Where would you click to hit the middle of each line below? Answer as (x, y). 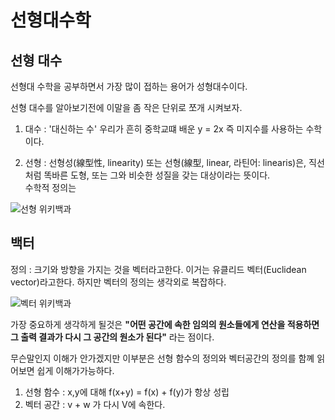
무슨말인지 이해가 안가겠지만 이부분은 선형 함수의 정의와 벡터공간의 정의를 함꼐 (162, 358)
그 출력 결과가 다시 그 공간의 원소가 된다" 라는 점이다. (112, 337)
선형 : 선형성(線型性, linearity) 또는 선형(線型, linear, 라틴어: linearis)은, (165, 162)
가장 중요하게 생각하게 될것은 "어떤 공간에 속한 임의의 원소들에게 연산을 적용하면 (165, 324)
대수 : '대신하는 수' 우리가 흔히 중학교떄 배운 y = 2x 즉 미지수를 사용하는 (164, 129)
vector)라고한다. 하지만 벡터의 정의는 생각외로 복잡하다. (118, 282)
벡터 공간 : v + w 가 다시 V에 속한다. (95, 404)
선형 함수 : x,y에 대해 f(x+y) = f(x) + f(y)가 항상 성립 (127, 392)
